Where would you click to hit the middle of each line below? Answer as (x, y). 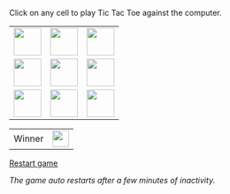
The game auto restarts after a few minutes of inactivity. (112, 180)
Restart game (34, 163)
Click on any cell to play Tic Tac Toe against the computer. (116, 13)
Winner (29, 138)
